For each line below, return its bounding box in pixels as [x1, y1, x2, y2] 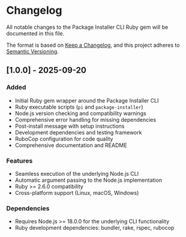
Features [6, 157, 33, 165]
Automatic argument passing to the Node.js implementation [14, 176, 162, 184]
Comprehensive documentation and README [14, 142, 127, 149]
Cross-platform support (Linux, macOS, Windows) [14, 189, 139, 196]
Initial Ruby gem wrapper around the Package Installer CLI [14, 97, 159, 104]
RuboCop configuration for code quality [14, 135, 113, 142]
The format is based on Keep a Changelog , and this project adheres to [6, 41, 180, 49]
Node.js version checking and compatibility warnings [14, 109, 146, 117]
